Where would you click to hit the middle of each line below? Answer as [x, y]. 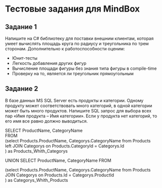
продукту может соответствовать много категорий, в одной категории [79, 106]
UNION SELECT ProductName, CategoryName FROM [58, 160]
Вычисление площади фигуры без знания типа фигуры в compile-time [84, 68]
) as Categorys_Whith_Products [37, 180]
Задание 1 [21, 27]
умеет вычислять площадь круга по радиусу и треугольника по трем [77, 44]
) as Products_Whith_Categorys [36, 151]
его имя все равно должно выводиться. [47, 121]
